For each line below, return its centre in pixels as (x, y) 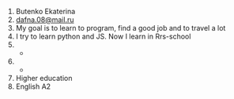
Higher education (44, 78)
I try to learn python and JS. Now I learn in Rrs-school (103, 36)
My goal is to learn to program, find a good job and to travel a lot (121, 28)
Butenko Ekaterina (45, 11)
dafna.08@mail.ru (45, 20)
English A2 (33, 86)
